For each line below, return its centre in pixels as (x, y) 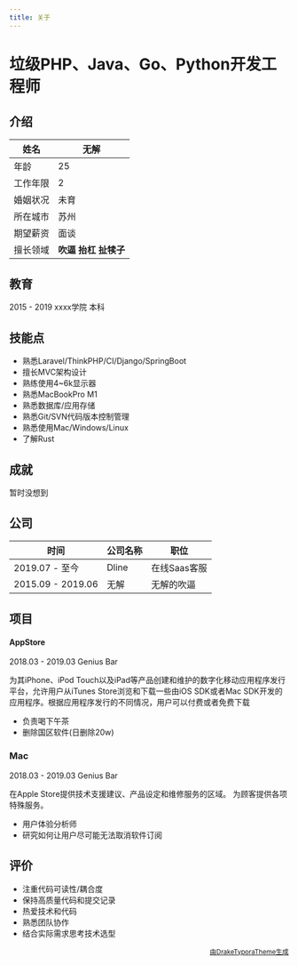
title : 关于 (30, 17)
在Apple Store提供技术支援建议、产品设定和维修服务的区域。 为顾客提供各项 (149, 793)
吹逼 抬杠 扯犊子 (92, 250)
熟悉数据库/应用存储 (59, 406)
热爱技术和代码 (49, 911)
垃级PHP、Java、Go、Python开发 (135, 64)
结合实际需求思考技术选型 (69, 933)
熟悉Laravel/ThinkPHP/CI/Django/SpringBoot (104, 361)
